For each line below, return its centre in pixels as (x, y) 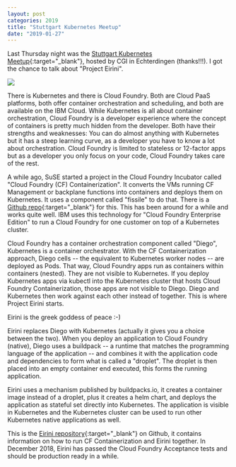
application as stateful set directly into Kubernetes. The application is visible (118, 405)
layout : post (26, 14)
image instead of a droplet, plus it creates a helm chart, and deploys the (112, 398)
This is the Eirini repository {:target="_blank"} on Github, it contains (105, 434)
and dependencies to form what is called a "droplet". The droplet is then (112, 361)
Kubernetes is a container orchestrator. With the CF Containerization (107, 251)
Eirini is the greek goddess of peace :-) (64, 317)
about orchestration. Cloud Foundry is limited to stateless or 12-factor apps (117, 149)
